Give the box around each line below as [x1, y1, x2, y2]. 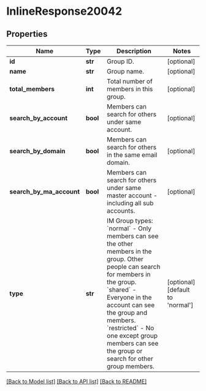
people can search [107, 262, 161, 271]
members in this [107, 85, 153, 93]
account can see [107, 301, 155, 309]
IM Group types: [107, 216, 153, 225]
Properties [6, 29, 48, 39]
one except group [107, 332, 158, 340]
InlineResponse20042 [6, 4, 123, 18]
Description [116, 47, 151, 55]
